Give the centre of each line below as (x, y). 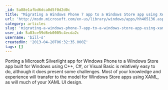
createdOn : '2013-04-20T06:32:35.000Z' (47, 42)
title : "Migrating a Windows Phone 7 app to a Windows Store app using (81, 14)
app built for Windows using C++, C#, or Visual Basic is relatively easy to (80, 66)
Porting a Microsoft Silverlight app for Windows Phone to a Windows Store (82, 61)
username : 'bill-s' (25, 38)
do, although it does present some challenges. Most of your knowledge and (83, 71)
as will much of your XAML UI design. (44, 82)
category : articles (25, 24)
